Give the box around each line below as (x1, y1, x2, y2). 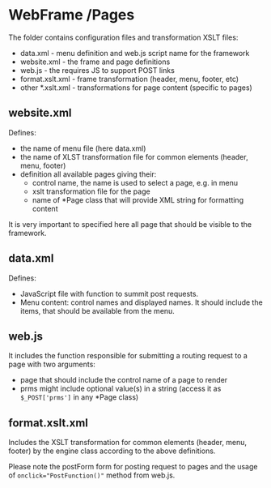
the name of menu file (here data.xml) (19, 143, 146, 153)
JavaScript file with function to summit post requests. (19, 289, 199, 298)
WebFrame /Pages (8, 6, 135, 24)
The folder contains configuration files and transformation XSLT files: (8, 32, 239, 42)
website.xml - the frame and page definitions (19, 57, 171, 66)
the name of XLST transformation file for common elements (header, (19, 152, 248, 161)
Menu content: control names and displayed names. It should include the (19, 298, 263, 307)
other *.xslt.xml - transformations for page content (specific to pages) (19, 83, 252, 92)
